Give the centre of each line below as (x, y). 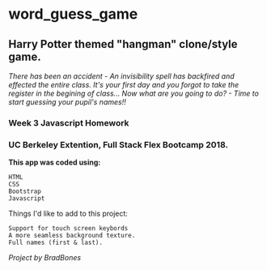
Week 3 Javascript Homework (69, 122)
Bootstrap (25, 191)
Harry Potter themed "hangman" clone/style (123, 44)
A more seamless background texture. (72, 236)
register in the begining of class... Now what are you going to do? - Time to (133, 93)
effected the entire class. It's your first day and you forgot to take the (124, 85)
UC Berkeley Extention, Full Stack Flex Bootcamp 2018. (119, 144)
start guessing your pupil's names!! (68, 102)
